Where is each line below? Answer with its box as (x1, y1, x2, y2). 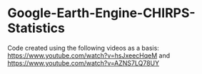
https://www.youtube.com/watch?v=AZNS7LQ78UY (7, 58, 159, 67)
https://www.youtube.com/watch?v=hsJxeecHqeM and (7, 51, 171, 60)
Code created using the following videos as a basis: (7, 43, 159, 52)
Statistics (7, 20, 66, 36)
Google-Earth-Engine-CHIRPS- (7, 5, 196, 21)
